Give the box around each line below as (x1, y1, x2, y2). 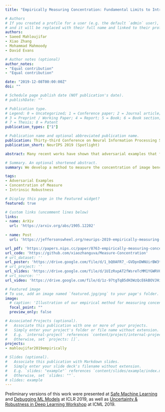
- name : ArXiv (5, 219, 34, 224)
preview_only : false (9, 310, 52, 315)
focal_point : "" (9, 305, 43, 310)
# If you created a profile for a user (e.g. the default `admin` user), (5, 21, 160, 26)
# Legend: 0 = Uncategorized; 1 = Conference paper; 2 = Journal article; (5, 111, 162, 116)
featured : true (5, 201, 36, 206)
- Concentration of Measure (5, 183, 63, 188)
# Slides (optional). (5, 355, 50, 360)
